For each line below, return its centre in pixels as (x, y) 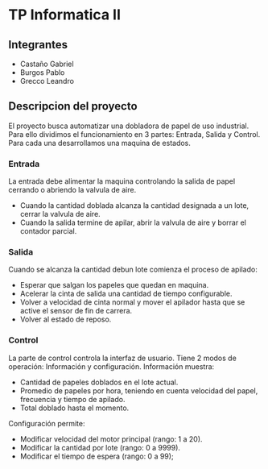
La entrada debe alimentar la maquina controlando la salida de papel (122, 181)
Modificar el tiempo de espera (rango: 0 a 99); (97, 456)
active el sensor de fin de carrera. (76, 311)
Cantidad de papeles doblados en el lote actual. (99, 382)
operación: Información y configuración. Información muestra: (111, 366)
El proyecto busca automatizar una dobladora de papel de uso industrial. (129, 126)
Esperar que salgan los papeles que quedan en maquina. (114, 285)
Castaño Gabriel (47, 64)
